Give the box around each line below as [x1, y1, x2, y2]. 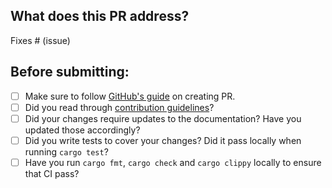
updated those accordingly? [24, 124, 141, 136]
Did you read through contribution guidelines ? [24, 101, 215, 113]
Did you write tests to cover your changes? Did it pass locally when [24, 134, 302, 146]
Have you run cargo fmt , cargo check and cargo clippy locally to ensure [24, 156, 322, 168]
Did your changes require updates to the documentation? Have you [24, 112, 302, 124]
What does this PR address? [10, 8, 190, 25]
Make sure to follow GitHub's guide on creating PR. [24, 90, 236, 102]
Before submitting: [10, 64, 130, 81]
